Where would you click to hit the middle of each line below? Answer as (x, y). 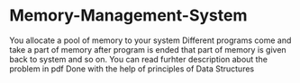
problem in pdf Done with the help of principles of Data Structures (132, 69)
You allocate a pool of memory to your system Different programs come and (150, 40)
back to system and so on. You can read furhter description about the (139, 59)
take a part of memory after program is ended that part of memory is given (148, 49)
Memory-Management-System (128, 16)
